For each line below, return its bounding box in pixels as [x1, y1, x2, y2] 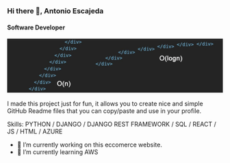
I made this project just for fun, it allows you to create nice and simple [7, 99, 203, 108]
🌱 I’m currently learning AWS [16, 147, 99, 156]
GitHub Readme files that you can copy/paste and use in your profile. [7, 106, 202, 115]
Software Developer [7, 23, 66, 32]
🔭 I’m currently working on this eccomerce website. [16, 140, 162, 149]
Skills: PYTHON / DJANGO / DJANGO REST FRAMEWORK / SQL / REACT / [7, 120, 217, 128]
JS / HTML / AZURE [7, 127, 63, 136]
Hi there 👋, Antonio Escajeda [7, 6, 104, 16]
